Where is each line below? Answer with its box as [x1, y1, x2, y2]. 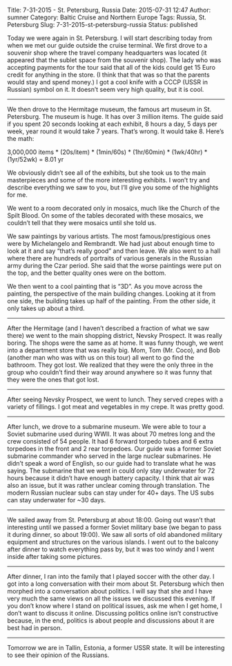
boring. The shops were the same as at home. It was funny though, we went [7, 339, 224, 347]
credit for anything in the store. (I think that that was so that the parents [7, 70, 210, 79]
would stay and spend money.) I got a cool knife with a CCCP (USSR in [7, 78, 209, 86]
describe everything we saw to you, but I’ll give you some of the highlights [7, 183, 219, 191]
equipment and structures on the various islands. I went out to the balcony [7, 538, 219, 546]
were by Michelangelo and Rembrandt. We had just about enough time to [7, 240, 215, 247]
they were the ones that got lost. [7, 376, 99, 383]
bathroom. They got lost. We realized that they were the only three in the [7, 361, 214, 369]
